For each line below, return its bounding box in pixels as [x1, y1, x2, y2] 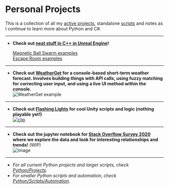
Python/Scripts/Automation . [12, 178, 70, 184]
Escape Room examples [12, 55, 63, 61]
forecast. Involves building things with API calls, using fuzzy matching [12, 75, 163, 81]
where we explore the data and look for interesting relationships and [12, 136, 158, 143]
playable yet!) [12, 111, 42, 117]
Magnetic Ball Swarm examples [12, 50, 78, 56]
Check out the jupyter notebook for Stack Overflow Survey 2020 [12, 131, 151, 137]
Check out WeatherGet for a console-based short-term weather [12, 70, 149, 76]
